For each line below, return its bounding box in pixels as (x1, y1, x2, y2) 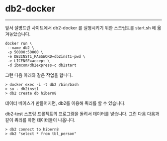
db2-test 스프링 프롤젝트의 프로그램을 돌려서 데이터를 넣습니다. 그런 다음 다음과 (5, 111, 160, 117)
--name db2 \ (7, 45, 35, 50)
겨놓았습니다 (5, 31, 30, 37)
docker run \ (5, 41, 32, 46)
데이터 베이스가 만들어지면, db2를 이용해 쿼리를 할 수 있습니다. (5, 100, 126, 106)
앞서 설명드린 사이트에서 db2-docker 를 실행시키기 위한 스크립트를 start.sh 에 (5, 24, 156, 30)
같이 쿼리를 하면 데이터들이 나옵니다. (5, 117, 76, 123)
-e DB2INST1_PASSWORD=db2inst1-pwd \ (7, 54, 85, 59)
